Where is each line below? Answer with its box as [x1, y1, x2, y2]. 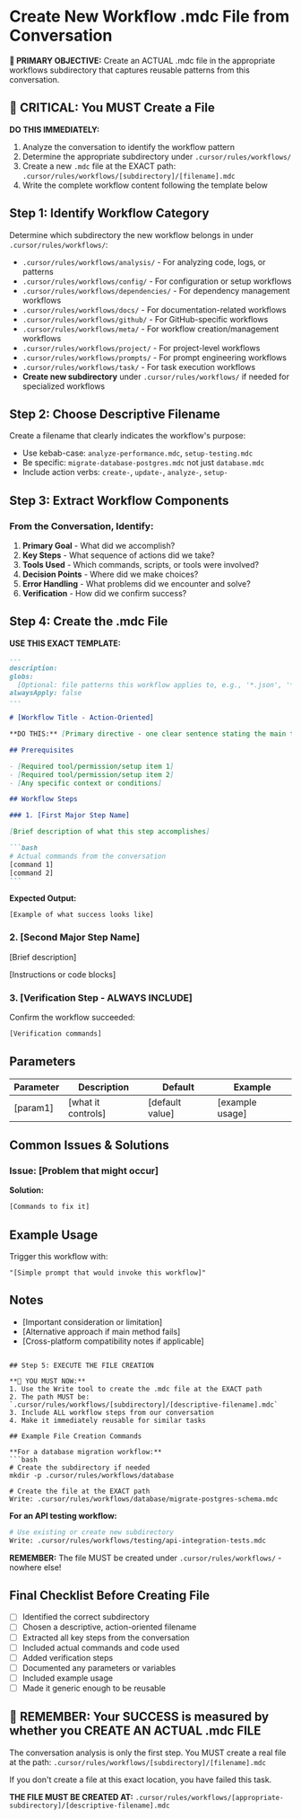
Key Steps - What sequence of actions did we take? [21, 550, 215, 561]
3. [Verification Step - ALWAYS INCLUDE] [9, 991, 193, 1003]
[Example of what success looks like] [9, 910, 154, 920]
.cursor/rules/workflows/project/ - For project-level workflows [21, 342, 261, 353]
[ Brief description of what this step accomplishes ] [9, 827, 211, 836]
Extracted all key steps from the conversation [21, 1632, 190, 1643]
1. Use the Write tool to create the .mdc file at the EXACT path [9, 1384, 262, 1393]
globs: [9, 672, 34, 681]
